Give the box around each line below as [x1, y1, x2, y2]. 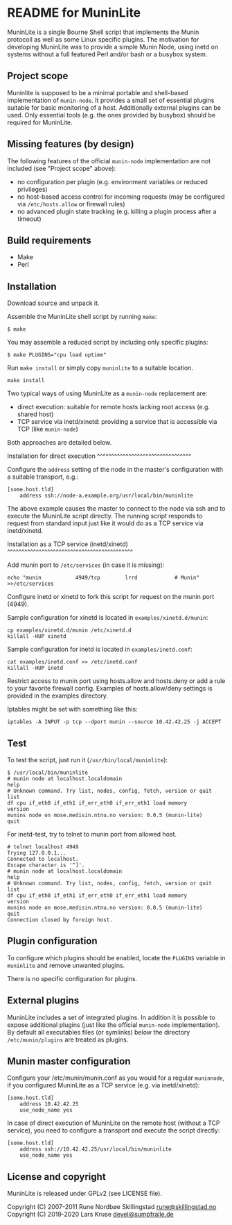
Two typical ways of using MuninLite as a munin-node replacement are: [7, 389, 208, 397]
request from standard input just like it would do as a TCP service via [7, 519, 204, 527]
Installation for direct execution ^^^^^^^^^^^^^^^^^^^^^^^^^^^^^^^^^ [7, 452, 192, 460]
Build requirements [7, 234, 91, 246]
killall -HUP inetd [7, 665, 64, 672]
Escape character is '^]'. [7, 862, 85, 869]
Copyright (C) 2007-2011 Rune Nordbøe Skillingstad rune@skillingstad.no [7, 1203, 217, 1211]
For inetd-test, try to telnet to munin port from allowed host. [7, 830, 177, 838]
